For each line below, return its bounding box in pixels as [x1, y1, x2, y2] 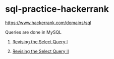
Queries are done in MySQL [5, 29, 62, 35]
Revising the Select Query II [12, 48, 69, 54]
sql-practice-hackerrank [5, 3, 109, 15]
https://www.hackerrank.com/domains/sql [5, 20, 92, 26]
